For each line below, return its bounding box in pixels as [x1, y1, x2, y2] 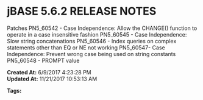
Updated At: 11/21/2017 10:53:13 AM [7, 75, 98, 82]
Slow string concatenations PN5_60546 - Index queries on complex [7, 37, 177, 45]
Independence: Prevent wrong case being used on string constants [7, 50, 176, 57]
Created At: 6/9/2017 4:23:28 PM [7, 68, 92, 76]
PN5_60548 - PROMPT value [7, 57, 80, 64]
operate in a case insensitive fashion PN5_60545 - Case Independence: [7, 30, 187, 38]
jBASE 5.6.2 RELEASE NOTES [7, 4, 157, 18]
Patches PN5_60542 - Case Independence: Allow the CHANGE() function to [7, 24, 198, 32]
